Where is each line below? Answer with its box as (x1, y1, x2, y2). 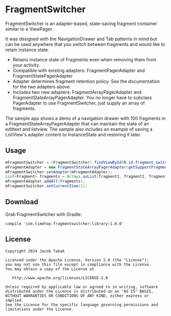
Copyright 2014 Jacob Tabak (5, 249, 65, 254)
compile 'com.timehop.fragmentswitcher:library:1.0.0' (5, 221, 124, 226)
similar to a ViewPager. (5, 26, 53, 32)
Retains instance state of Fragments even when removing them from (12, 56, 156, 62)
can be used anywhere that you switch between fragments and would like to (5, 41, 165, 47)
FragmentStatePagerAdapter (12, 72, 73, 79)
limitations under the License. (5, 306, 74, 312)
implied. (5, 298, 24, 303)
